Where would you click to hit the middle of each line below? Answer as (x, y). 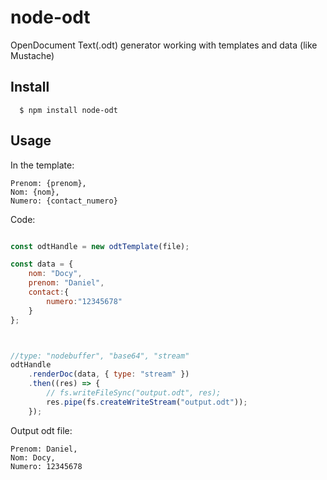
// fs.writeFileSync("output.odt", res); (134, 393)
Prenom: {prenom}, (48, 183)
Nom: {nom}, (35, 192)
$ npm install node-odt (68, 110)
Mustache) (32, 55)
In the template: (42, 165)
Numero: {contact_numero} (64, 201)
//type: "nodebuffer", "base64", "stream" (100, 356)
